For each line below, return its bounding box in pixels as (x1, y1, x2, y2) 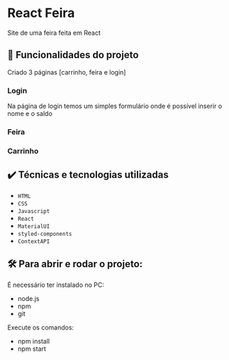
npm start (17, 344, 46, 353)
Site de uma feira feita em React (7, 28, 101, 37)
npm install (17, 337, 50, 345)
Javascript (17, 207, 50, 214)
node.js (17, 294, 40, 302)
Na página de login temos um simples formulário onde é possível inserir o (7, 102, 223, 111)
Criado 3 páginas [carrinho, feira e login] (7, 67, 126, 76)
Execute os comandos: (7, 323, 74, 332)
